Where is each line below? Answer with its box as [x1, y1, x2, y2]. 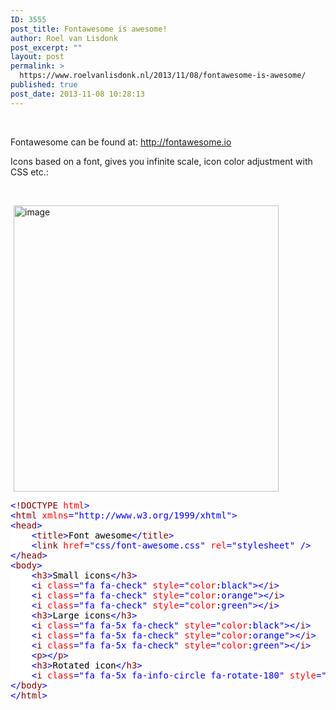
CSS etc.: [10, 166, 49, 178]
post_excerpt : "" [10, 42, 83, 53]
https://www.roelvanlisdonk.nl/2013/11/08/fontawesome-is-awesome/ [19, 71, 307, 81]
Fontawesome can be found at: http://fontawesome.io [10, 136, 232, 148]
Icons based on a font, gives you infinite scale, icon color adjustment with [10, 155, 313, 167]
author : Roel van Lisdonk [10, 33, 118, 43]
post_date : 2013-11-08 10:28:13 [10, 89, 145, 99]
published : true [10, 80, 78, 90]
